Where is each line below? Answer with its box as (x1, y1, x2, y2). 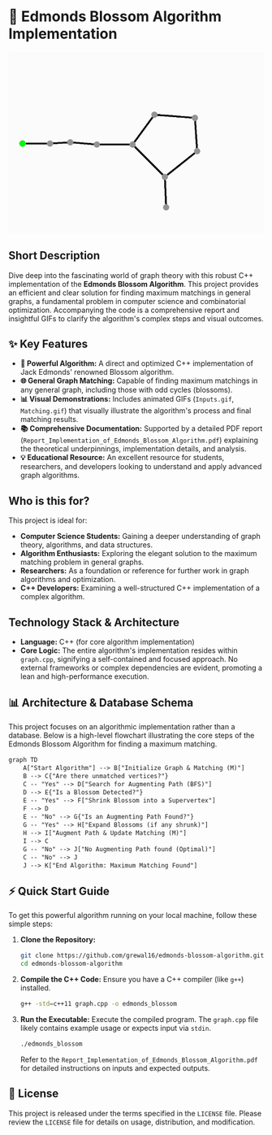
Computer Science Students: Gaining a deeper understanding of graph (19, 532, 261, 541)
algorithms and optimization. (19, 575, 116, 585)
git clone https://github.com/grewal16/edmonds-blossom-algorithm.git (19, 951, 265, 959)
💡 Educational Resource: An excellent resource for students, (19, 453, 225, 463)
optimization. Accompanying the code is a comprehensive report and (8, 305, 240, 315)
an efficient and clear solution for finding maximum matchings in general (8, 288, 251, 298)
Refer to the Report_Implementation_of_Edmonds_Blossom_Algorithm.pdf (19, 1055, 258, 1064)
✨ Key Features (8, 337, 88, 350)
